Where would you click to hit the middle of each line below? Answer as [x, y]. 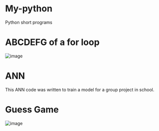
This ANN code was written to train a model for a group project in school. [80, 89]
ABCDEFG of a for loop [53, 42]
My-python [29, 9]
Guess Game [32, 110]
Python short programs [29, 22]
